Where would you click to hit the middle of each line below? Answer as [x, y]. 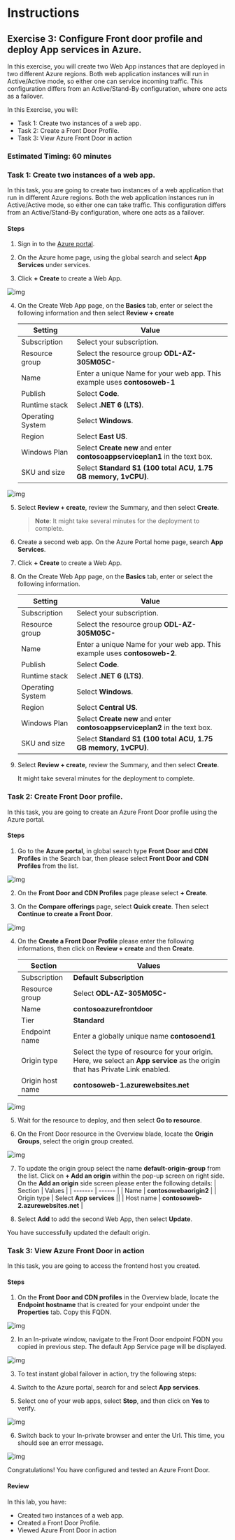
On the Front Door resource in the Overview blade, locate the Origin [115, 1134]
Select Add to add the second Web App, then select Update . [105, 1219]
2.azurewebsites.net [48, 1205]
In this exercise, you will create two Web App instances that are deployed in [116, 66]
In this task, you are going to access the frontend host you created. [104, 1266]
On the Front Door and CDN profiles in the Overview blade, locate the [118, 1297]
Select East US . [102, 436]
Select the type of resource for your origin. [143, 1052]
